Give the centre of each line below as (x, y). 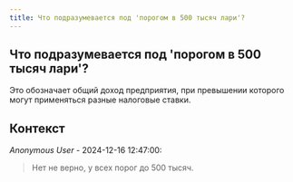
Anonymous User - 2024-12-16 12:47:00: (86, 150)
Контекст (37, 128)
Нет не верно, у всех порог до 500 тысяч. (112, 168)
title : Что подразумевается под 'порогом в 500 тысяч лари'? (127, 18)
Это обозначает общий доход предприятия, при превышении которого (147, 91)
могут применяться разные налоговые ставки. (100, 100)
